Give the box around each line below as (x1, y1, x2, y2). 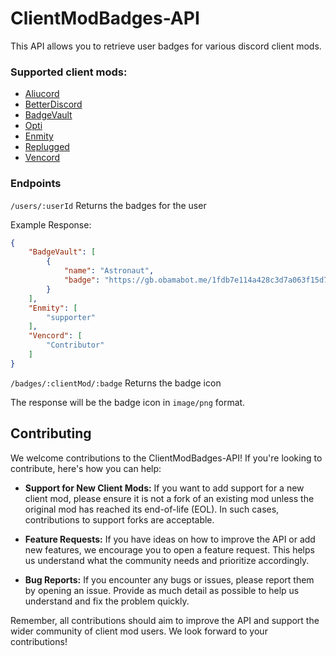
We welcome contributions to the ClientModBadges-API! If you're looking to (10, 452, 323, 464)
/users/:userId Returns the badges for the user (10, 199, 207, 211)
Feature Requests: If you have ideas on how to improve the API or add (24, 533, 316, 545)
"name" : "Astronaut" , (63, 266, 155, 276)
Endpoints (10, 177, 62, 191)
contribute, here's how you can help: (10, 462, 162, 474)
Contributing (10, 425, 92, 442)
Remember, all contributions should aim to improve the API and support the (10, 614, 320, 626)
